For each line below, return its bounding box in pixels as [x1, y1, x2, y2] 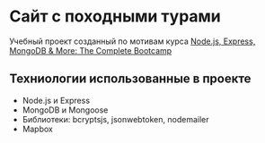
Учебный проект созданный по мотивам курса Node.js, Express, [9, 36, 256, 46]
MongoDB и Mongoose [22, 105, 109, 115]
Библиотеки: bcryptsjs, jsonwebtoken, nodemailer [22, 114, 209, 124]
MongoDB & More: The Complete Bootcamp [9, 45, 172, 55]
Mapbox [22, 123, 54, 134]
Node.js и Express [22, 95, 91, 105]
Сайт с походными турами [9, 6, 222, 27]
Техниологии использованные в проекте [9, 71, 252, 87]
